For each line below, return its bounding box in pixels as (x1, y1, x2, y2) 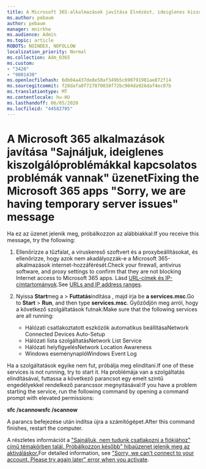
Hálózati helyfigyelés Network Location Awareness (24, 344, 152, 351)
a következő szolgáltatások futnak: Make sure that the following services (15, 306, 198, 313)
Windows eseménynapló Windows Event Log (24, 350, 137, 358)
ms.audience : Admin (7, 32, 57, 38)
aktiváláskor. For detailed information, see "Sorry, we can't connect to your (7, 449, 194, 457)
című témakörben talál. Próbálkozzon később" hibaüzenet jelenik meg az (7, 443, 190, 450)
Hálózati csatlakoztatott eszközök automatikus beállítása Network (24, 324, 189, 331)
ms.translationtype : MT (7, 89, 68, 95)
